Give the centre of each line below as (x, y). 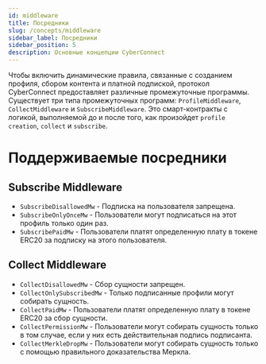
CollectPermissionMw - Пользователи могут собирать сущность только (139, 326)
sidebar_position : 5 (42, 45)
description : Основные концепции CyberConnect (87, 52)
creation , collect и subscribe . (58, 126)
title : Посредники (39, 23)
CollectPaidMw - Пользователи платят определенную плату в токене (135, 309)
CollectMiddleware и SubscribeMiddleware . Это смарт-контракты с (118, 109)
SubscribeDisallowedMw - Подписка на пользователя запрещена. (127, 206)
